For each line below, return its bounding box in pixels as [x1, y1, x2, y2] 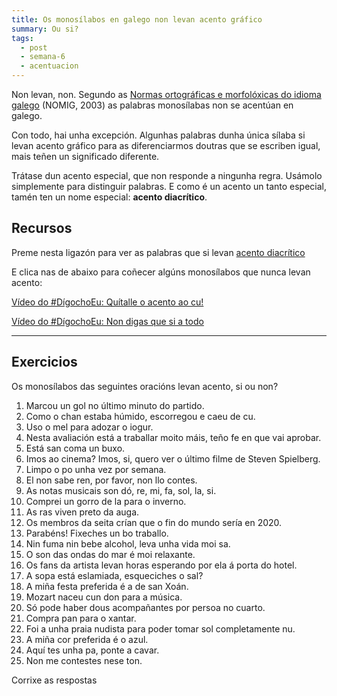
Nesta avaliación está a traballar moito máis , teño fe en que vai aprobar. [25, 431, 322, 443]
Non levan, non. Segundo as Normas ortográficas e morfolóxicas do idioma [11, 89, 322, 100]
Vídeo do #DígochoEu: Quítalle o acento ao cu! [11, 296, 204, 308]
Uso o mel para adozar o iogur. [25, 421, 154, 433]
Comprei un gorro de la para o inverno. [25, 495, 187, 507]
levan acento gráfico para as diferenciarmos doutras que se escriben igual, [11, 140, 321, 151]
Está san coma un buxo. [25, 442, 126, 454]
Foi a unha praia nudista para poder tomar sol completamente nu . [25, 622, 296, 635]
